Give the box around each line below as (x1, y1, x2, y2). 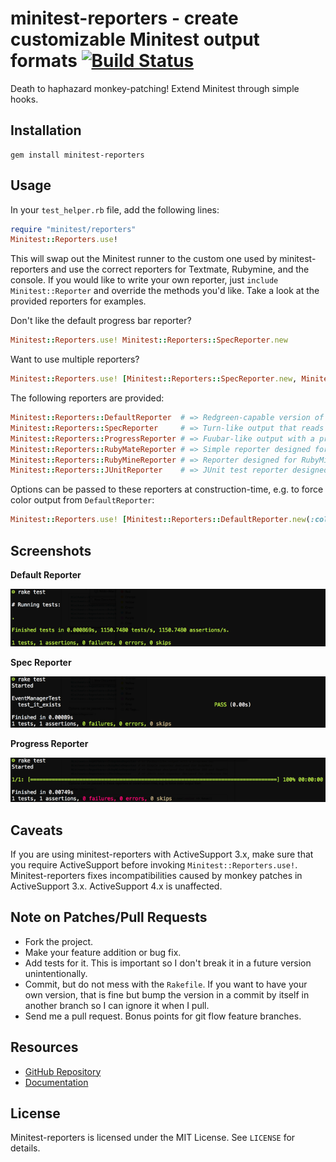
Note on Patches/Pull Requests (10, 909, 208, 926)
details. (10, 1142, 41, 1154)
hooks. (10, 93, 39, 105)
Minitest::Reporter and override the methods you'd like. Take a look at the (10, 285, 320, 297)
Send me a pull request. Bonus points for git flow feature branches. (24, 1010, 302, 1022)
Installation (10, 122, 82, 139)
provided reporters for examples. (10, 295, 147, 307)
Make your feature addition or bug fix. (24, 946, 182, 958)
